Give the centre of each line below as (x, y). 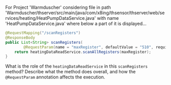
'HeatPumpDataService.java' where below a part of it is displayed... (76, 23)
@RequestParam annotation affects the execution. (55, 77)
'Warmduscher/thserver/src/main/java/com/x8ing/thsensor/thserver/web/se (85, 13)
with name (108, 18)
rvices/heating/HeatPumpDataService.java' (51, 18)
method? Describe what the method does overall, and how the (70, 72)
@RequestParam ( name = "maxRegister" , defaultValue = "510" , (89, 47)
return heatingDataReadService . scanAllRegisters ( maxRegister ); (83, 52)
